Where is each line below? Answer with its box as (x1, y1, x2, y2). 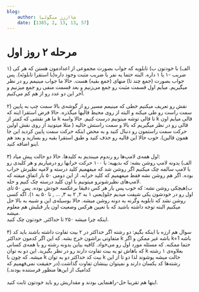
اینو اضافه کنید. (7, 140, 40, 147)
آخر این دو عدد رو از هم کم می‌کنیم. (7, 90, 85, 97)
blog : (7, 8, 20, 15)
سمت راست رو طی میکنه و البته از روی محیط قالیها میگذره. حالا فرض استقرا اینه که (7, 109, 192, 116)
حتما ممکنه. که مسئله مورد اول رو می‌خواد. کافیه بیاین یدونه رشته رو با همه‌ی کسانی (7, 241, 191, 248)
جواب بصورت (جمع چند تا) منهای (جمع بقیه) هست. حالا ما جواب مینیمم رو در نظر (7, 78, 185, 85)
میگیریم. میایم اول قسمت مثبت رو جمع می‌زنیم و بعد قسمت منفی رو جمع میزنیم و (7, 84, 188, 91)
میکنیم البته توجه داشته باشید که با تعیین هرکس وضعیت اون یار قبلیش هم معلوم (7, 203, 181, 210)
